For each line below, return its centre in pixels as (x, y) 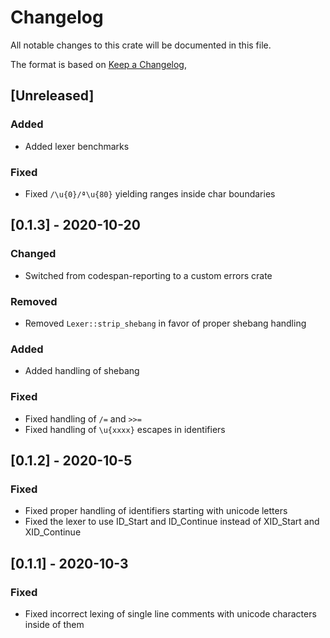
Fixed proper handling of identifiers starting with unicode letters (156, 511)
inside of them (54, 624)
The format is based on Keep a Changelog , (98, 64)
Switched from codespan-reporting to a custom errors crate (148, 275)
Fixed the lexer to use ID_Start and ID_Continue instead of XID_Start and (172, 522)
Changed (33, 254)
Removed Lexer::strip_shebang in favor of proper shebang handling (165, 323)
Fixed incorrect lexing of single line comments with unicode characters (170, 613)
